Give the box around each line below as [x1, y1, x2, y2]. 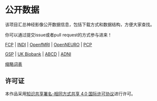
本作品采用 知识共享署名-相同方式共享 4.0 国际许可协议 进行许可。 [5, 91, 136, 97]
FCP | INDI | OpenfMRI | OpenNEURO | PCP [5, 41, 92, 47]
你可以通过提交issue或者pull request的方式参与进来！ [5, 32, 112, 38]
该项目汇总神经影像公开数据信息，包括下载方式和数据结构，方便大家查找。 [5, 21, 155, 27]
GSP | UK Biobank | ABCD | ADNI [5, 51, 72, 57]
